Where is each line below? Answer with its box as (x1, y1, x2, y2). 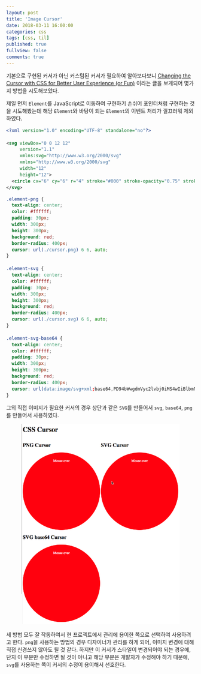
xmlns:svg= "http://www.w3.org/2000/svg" (19, 153, 121, 159)
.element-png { (6, 196, 44, 202)
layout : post (6, 10, 39, 16)
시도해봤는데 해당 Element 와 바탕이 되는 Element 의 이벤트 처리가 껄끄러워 (12, 107, 182, 114)
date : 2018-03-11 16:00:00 (6, 22, 74, 28)
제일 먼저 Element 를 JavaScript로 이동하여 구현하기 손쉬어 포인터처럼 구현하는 (6, 100, 188, 107)
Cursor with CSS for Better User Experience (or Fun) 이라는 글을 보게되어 (6, 79, 183, 86)
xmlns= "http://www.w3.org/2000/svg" (19, 159, 111, 165)
